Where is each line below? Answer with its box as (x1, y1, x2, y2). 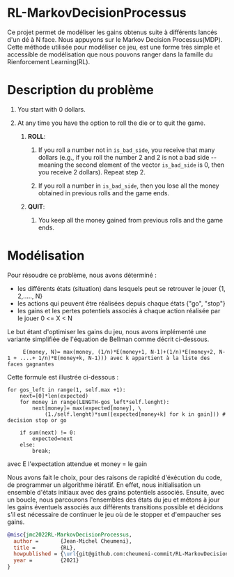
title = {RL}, (13, 544, 77, 551)
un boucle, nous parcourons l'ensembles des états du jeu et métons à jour (7, 495, 220, 504)
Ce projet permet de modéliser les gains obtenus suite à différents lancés (7, 28, 218, 36)
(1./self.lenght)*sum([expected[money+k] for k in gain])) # (44, 410, 226, 418)
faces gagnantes (7, 361, 54, 368)
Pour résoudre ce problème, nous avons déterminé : (7, 271, 157, 279)
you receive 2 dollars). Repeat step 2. (38, 167, 146, 176)
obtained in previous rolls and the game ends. (38, 188, 169, 197)
